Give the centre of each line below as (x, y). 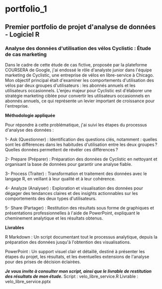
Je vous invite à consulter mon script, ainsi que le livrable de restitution (78, 271)
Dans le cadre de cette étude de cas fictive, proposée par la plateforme (76, 64)
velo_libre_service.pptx (28, 281)
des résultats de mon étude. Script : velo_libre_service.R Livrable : (72, 276)
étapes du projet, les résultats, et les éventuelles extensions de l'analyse (77, 257)
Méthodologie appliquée (30, 115)
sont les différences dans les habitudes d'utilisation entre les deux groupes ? (81, 144)
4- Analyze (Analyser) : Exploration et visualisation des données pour (74, 188)
